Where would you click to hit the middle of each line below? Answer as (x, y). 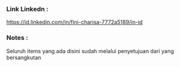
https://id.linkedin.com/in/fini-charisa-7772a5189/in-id (74, 22)
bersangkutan (24, 57)
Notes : (17, 38)
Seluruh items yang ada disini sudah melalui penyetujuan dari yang (90, 51)
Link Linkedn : (27, 9)
